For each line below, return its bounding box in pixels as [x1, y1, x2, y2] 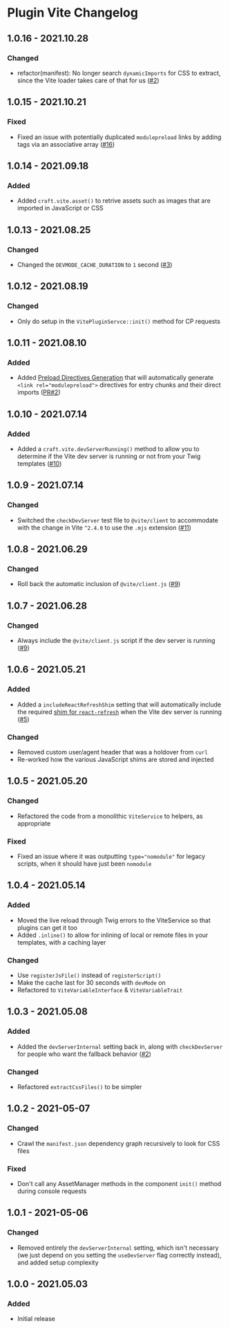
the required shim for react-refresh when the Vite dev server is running [17, 707, 222, 716]
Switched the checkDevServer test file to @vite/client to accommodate [17, 516, 219, 524]
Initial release [17, 1315, 55, 1323]
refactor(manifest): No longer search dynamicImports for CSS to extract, [17, 69, 221, 77]
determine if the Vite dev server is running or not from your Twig [17, 452, 201, 460]
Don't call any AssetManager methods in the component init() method [17, 1179, 222, 1188]
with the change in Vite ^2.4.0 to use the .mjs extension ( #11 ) [17, 523, 192, 531]
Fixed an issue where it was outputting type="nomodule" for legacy [17, 853, 206, 861]
